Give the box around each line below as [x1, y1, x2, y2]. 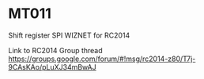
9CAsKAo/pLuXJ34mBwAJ [8, 62, 96, 71]
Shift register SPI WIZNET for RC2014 [8, 31, 130, 40]
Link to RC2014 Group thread [8, 45, 103, 55]
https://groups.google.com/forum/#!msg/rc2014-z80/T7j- [8, 54, 196, 63]
